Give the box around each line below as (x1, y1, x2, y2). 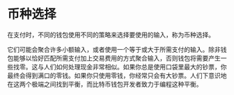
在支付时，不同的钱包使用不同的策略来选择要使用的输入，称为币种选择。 (7, 31, 214, 39)
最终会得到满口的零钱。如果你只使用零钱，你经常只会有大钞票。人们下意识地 (7, 71, 227, 80)
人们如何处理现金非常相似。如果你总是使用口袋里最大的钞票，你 (43, 62, 227, 71)
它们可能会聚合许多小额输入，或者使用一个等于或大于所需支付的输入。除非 (7, 45, 221, 53)
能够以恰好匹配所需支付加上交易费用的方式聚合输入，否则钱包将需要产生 (13, 53, 221, 62)
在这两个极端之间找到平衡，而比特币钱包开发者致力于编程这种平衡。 (7, 80, 203, 88)
